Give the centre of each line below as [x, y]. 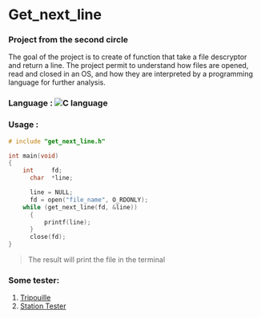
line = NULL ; [51, 193]
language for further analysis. [57, 82]
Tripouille [35, 298]
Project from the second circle [68, 40]
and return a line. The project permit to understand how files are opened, [128, 66]
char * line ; [51, 178]
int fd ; [42, 171]
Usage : [24, 125]
